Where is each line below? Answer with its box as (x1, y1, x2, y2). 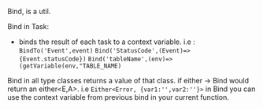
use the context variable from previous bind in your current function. (7, 93, 230, 101)
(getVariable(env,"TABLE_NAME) (18, 62, 122, 70)
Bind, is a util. (7, 7, 51, 16)
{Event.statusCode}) (18, 55, 87, 63)
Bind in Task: (7, 22, 49, 31)
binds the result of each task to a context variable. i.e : (18, 37, 196, 46)
